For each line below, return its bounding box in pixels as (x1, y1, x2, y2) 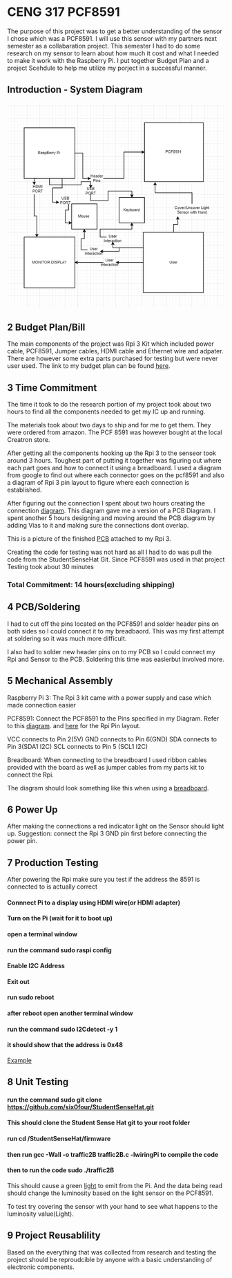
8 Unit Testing (7, 1076, 69, 1088)
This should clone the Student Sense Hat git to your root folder (7, 1118, 191, 1127)
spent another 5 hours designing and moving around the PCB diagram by (7, 514, 215, 522)
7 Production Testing (7, 857, 99, 869)
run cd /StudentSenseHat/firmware (7, 1134, 111, 1142)
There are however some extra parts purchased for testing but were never (7, 354, 218, 363)
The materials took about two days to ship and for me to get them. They (7, 421, 211, 429)
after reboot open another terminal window (7, 1009, 133, 1017)
